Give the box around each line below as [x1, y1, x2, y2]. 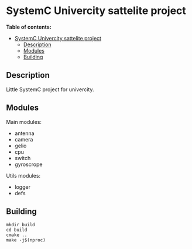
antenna [14, 130, 35, 137]
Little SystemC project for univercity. [6, 86, 94, 93]
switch [14, 154, 31, 161]
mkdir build [6, 222, 35, 228]
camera [14, 136, 33, 143]
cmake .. [6, 232, 28, 238]
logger [14, 183, 31, 191]
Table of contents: [6, 23, 52, 30]
